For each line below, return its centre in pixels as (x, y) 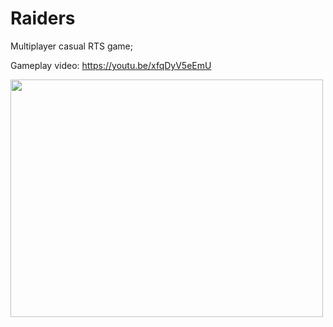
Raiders (43, 18)
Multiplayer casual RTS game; (71, 46)
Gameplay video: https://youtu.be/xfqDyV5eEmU (111, 65)
